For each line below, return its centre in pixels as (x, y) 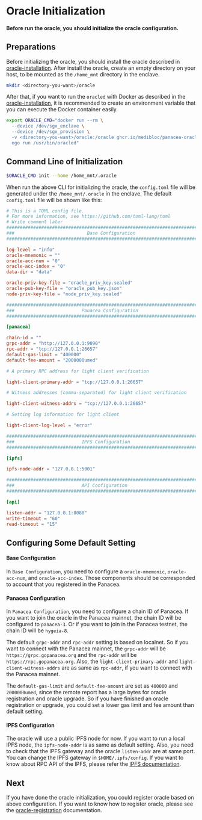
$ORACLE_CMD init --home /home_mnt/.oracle (62, 176)
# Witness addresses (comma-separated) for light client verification (96, 393)
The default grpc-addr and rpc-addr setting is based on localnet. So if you (97, 643)
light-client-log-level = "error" (50, 425)
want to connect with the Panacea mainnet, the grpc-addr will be (86, 649)
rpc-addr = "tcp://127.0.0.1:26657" (52, 349)
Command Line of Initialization (65, 162)
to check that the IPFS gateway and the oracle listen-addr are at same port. (101, 751)
